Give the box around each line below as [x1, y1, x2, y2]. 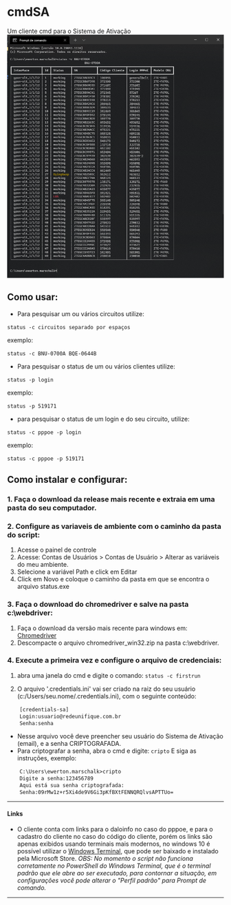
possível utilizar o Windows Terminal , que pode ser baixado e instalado [16, 847, 219, 855]
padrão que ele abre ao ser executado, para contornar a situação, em [16, 869, 217, 877]
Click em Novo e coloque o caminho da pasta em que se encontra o [16, 575, 210, 583]
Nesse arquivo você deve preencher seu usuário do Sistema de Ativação [16, 731, 223, 740]
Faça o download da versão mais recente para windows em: [16, 624, 188, 632]
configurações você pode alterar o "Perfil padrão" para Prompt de [16, 876, 207, 885]
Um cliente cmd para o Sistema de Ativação [7, 27, 131, 35]
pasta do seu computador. [7, 503, 97, 512]
